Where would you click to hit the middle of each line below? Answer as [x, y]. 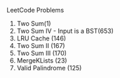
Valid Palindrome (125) [49, 68]
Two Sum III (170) [42, 53]
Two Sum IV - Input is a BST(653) [65, 31]
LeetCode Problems [35, 10]
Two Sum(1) [34, 23]
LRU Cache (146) [41, 38]
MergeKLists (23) [42, 61]
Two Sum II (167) [41, 46]
